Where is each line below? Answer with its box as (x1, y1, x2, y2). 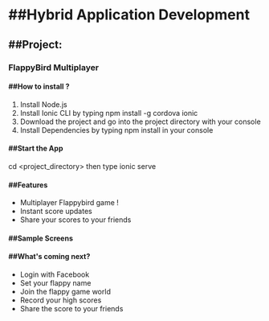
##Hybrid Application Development (8, 6, 251, 24)
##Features (8, 179, 48, 190)
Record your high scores (19, 295, 102, 305)
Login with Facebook (19, 270, 90, 279)
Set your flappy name (19, 278, 92, 287)
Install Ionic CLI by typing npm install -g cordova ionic (19, 108, 198, 117)
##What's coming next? (8, 252, 91, 261)
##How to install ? (8, 82, 70, 92)
